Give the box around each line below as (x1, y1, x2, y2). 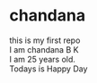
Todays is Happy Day (9, 63, 88, 74)
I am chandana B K (9, 44, 79, 54)
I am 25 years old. (9, 54, 76, 64)
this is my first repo (9, 35, 81, 46)
